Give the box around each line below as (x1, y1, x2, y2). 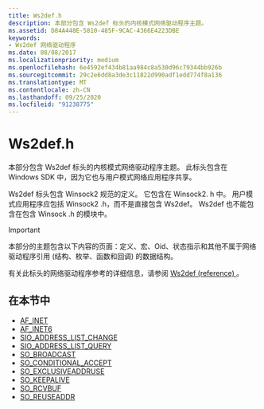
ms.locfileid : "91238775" (8, 100, 94, 108)
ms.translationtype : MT (8, 78, 87, 86)
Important (8, 225, 41, 235)
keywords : (8, 33, 41, 42)
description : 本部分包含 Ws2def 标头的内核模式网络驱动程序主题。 (8, 19, 208, 27)
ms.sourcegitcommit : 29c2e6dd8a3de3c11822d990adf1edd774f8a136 (8, 71, 223, 79)
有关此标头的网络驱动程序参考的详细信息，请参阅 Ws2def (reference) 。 (8, 269, 244, 278)
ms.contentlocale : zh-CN (8, 85, 91, 94)
